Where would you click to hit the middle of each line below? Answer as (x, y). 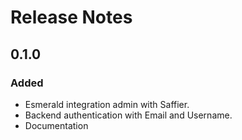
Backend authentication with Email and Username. (128, 115)
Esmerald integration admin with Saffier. (107, 104)
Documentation (56, 125)
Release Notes (71, 17)
